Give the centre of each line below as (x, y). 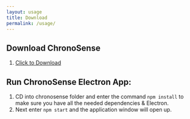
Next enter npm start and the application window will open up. (93, 110)
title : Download (27, 18)
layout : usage (24, 12)
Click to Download (38, 63)
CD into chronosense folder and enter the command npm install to (99, 96)
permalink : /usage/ (31, 23)
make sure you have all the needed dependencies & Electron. (92, 103)
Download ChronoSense (53, 48)
